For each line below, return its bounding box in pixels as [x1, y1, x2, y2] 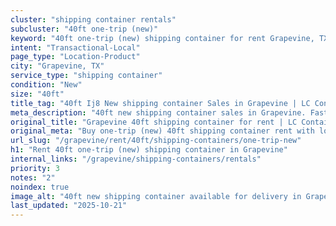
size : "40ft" [10, 89, 65, 99]
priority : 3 [10, 163, 60, 173]
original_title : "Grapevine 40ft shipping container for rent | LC [10, 117, 298, 127]
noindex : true [10, 182, 70, 192]
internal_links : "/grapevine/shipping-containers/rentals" [10, 154, 262, 164]
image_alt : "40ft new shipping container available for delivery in [10, 191, 302, 201]
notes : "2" [10, 172, 56, 183]
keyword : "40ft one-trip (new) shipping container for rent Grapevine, [10, 33, 315, 43]
